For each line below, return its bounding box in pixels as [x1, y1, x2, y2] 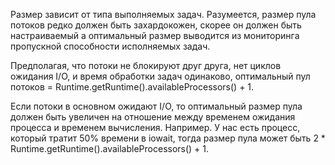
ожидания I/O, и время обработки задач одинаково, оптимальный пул [10, 70, 311, 82]
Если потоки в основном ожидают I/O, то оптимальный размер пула [10, 100, 303, 112]
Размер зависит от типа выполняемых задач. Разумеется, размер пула [10, 9, 317, 20]
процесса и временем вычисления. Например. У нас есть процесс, [10, 122, 301, 133]
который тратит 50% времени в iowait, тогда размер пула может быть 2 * [10, 132, 326, 144]
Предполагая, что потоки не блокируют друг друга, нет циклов [10, 60, 282, 71]
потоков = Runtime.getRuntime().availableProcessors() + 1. [10, 81, 255, 93]
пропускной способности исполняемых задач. [10, 40, 211, 52]
